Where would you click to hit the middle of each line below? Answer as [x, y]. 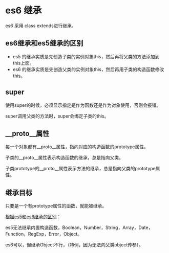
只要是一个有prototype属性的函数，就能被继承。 [56, 206]
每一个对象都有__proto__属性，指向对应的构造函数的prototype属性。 [77, 147]
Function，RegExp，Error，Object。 [44, 234]
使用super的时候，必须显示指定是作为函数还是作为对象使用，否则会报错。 [83, 105]
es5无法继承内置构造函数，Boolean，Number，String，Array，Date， [79, 227]
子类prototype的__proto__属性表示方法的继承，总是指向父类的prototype [80, 169]
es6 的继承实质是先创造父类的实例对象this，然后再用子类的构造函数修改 [88, 69]
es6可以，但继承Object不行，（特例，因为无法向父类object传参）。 [74, 245]
